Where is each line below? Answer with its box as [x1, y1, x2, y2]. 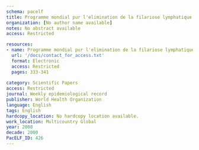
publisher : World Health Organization [6, 97, 102, 103]
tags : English [6, 107, 41, 113]
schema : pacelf [6, 8, 44, 15]
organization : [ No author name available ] [6, 20, 113, 25]
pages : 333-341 [11, 69, 49, 75]
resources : [6, 42, 33, 47]
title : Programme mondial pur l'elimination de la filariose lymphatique [6, 14, 192, 20]
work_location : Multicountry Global [6, 119, 97, 125]
